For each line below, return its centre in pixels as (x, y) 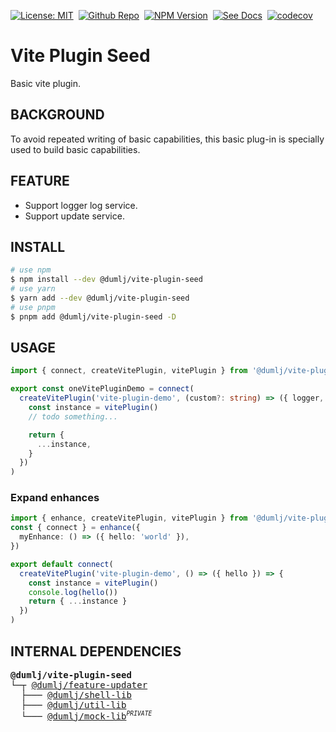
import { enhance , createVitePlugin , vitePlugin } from (129, 518)
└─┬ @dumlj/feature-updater (79, 684)
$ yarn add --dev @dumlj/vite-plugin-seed (100, 298)
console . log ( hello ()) (73, 592)
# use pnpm (33, 307)
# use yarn (33, 289)
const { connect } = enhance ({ (75, 528)
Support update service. (74, 216)
